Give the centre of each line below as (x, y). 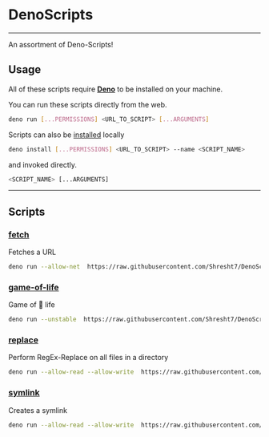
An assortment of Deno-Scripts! (61, 44)
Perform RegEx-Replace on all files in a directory (88, 358)
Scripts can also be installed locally (66, 135)
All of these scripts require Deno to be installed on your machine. (116, 89)
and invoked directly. (43, 164)
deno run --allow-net (44, 267)
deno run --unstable (43, 320)
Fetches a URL (32, 252)
